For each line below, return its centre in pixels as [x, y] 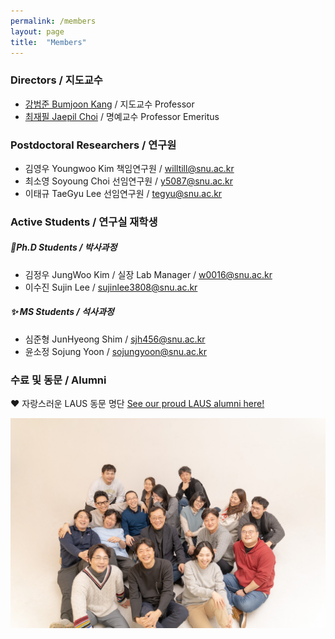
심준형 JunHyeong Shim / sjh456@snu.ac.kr [115, 339]
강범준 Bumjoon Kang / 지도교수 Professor [109, 104]
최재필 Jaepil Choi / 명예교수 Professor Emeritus [122, 116]
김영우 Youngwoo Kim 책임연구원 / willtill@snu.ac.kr [129, 168]
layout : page [37, 31]
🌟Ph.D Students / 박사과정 [64, 247]
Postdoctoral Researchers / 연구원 [93, 145]
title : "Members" [48, 42]
